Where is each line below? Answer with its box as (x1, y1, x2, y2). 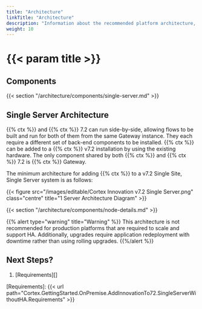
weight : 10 (6, 25, 34, 32)
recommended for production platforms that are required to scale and (6, 225, 180, 232)
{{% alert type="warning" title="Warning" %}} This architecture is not (6, 218, 180, 225)
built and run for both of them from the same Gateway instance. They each (6, 132, 193, 140)
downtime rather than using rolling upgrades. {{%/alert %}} (6, 237, 154, 245)
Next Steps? (6, 255, 53, 265)
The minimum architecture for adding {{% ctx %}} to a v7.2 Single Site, (6, 170, 183, 177)
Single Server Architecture (6, 110, 109, 120)
